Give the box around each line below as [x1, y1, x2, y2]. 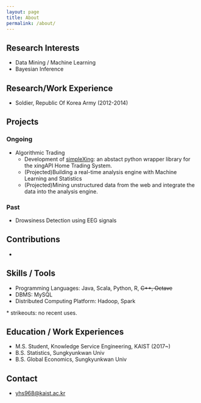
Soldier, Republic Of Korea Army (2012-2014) [15, 99, 129, 107]
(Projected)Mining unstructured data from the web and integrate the [24, 181, 195, 189]
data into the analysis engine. [24, 187, 99, 195]
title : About [6, 15, 40, 21]
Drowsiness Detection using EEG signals [15, 217, 117, 224]
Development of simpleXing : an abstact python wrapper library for [24, 155, 191, 163]
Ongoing [6, 135, 33, 144]
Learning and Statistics [24, 175, 82, 182]
